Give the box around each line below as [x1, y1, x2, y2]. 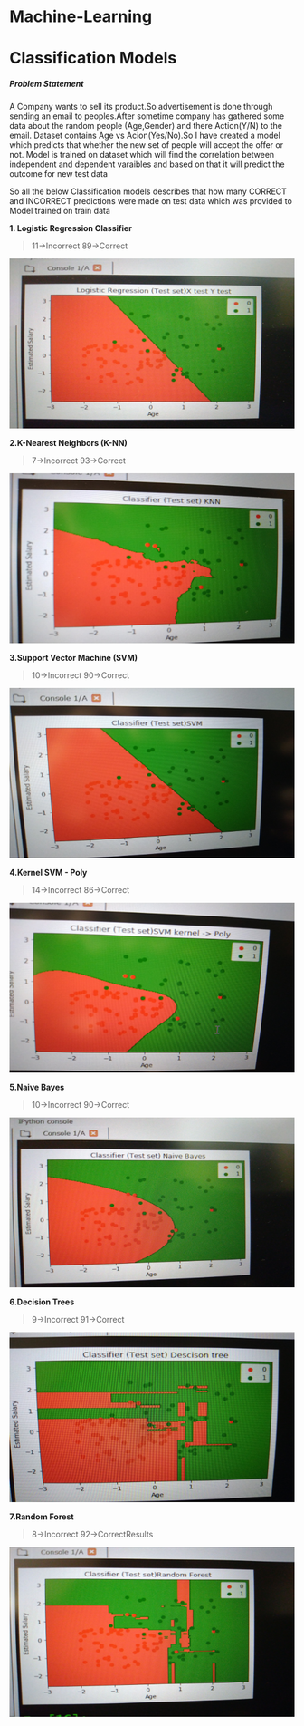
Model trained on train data [9, 206, 111, 217]
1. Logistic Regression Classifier [9, 223, 133, 234]
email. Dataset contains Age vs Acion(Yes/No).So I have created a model [9, 130, 280, 141]
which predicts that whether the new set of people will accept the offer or [9, 140, 283, 150]
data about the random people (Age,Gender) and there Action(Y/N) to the [9, 121, 283, 131]
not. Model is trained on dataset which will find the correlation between [9, 150, 275, 160]
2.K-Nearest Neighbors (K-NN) [9, 438, 128, 449]
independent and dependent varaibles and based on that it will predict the [9, 159, 285, 170]
